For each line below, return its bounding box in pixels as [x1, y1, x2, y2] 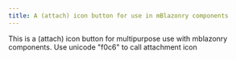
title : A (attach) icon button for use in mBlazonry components [8, 11, 229, 20]
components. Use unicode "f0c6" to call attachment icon [8, 42, 197, 52]
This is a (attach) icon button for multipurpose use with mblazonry [8, 34, 228, 43]
